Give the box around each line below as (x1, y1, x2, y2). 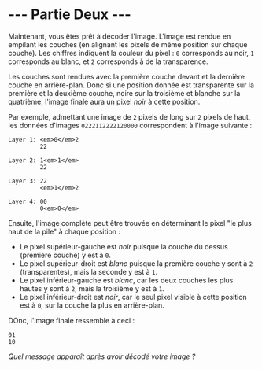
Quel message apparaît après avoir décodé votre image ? (8, 352, 196, 361)
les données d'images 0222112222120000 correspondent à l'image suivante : (8, 120, 253, 130)
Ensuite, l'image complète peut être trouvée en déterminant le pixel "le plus (8, 218, 252, 227)
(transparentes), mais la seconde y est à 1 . (19, 267, 158, 276)
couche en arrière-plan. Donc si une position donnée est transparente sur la (8, 80, 254, 90)
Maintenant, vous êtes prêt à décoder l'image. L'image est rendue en (8, 31, 231, 41)
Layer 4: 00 (8, 197, 47, 205)
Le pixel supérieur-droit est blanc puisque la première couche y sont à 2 (19, 258, 253, 268)
